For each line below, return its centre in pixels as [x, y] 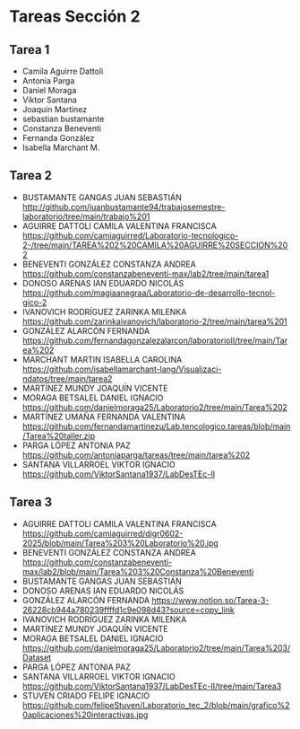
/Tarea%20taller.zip [59, 435]
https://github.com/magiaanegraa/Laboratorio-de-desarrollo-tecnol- [149, 293]
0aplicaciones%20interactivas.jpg [85, 715]
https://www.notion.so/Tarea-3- [210, 600]
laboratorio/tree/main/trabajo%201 [86, 216]
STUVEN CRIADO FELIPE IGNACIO [86, 695]
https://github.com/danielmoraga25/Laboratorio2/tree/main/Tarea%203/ [156, 647]
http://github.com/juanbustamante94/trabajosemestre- [124, 206]
